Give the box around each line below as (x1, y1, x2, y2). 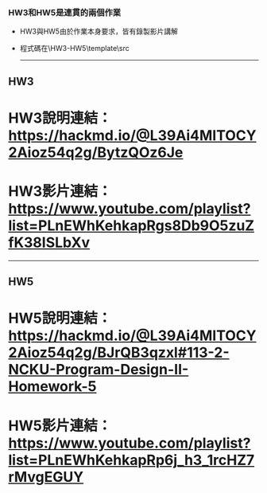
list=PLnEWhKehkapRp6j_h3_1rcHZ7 (8, 451, 255, 469)
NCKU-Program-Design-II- (8, 361, 189, 379)
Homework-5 (8, 378, 97, 396)
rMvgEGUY (8, 468, 84, 486)
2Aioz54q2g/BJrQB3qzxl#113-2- (8, 344, 230, 362)
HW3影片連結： (8, 182, 113, 201)
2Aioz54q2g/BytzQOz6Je (8, 143, 184, 161)
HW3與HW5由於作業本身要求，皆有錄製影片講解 (19, 26, 179, 37)
